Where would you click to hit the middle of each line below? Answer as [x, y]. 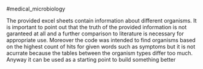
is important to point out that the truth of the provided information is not [97, 27]
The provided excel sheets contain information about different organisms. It [102, 20]
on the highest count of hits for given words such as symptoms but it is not [101, 46]
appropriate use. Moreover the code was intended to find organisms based [101, 40]
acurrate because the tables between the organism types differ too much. [100, 53]
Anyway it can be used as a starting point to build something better [91, 60]
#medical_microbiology [36, 9]
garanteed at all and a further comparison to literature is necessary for [95, 34]
